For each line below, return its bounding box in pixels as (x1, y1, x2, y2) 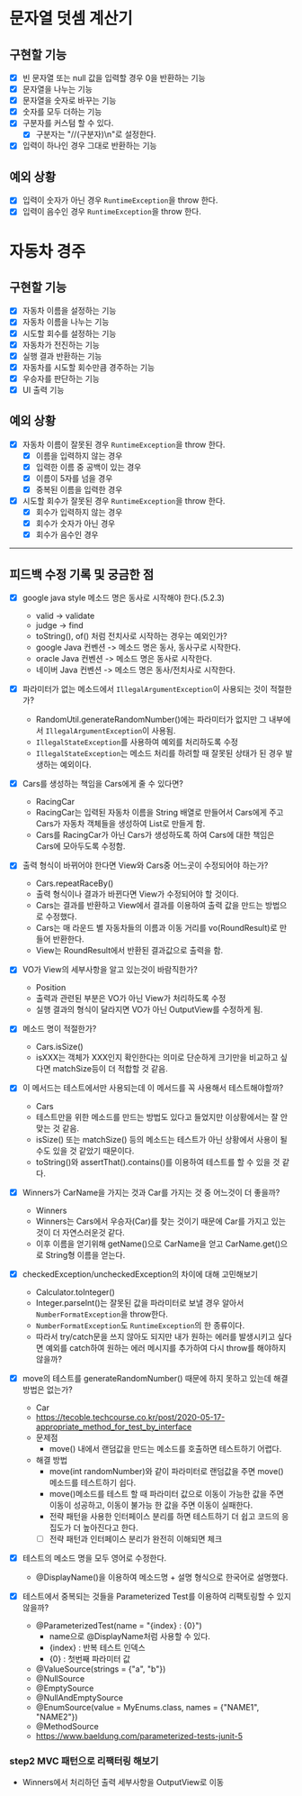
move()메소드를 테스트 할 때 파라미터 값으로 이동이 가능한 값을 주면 (49, 1488, 285, 1499)
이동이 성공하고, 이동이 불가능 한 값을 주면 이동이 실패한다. (49, 1500, 253, 1510)
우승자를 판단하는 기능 (22, 373, 101, 384)
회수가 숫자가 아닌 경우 (35, 518, 116, 529)
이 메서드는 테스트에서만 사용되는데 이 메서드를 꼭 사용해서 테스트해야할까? (22, 1082, 284, 1093)
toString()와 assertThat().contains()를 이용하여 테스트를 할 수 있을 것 (35, 1156, 280, 1167)
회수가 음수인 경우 (35, 529, 99, 541)
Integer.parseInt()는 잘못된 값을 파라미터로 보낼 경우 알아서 (35, 1297, 244, 1308)
